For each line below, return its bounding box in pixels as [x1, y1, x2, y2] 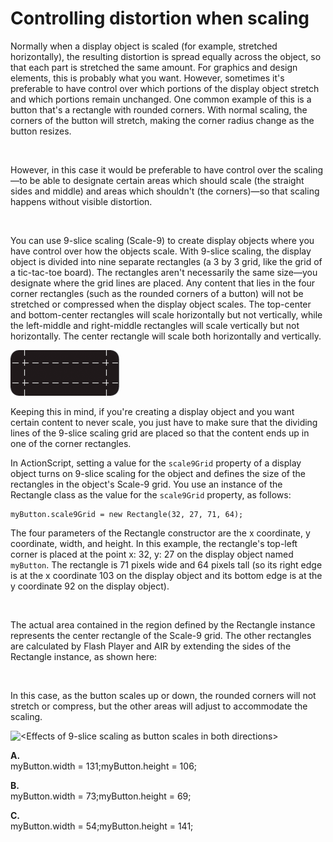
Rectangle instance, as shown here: [10, 650, 158, 662]
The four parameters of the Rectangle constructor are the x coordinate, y [10, 527, 311, 539]
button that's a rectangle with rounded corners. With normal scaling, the [10, 103, 308, 116]
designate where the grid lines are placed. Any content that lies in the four [10, 277, 316, 289]
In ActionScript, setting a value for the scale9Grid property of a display [10, 457, 302, 469]
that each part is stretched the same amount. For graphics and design [10, 61, 298, 73]
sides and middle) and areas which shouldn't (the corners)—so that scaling [10, 185, 320, 197]
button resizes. [10, 125, 72, 137]
